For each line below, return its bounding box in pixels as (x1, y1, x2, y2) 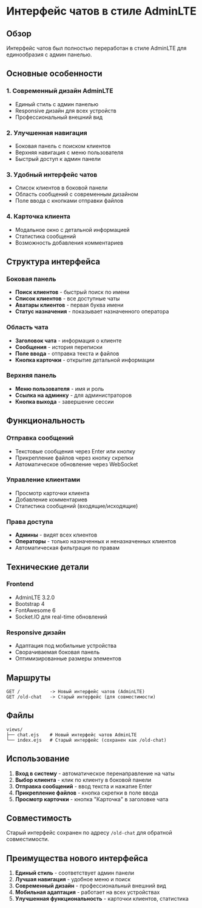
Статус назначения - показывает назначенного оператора (15, 308, 169, 315)
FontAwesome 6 (15, 606, 56, 614)
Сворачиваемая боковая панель (15, 648, 100, 656)
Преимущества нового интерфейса (6, 853, 149, 863)
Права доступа (6, 517, 53, 526)
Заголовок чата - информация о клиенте (15, 337, 122, 344)
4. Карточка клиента (6, 212, 71, 221)
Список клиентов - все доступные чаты (15, 295, 120, 302)
